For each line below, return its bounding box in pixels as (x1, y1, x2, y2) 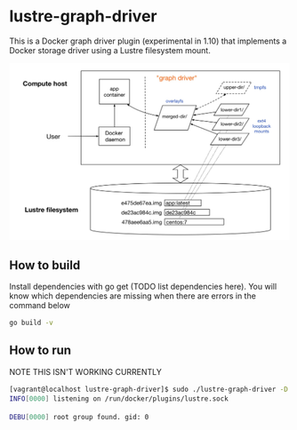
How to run (9, 343, 72, 358)
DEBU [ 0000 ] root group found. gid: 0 (9, 413, 149, 422)
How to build (9, 258, 81, 273)
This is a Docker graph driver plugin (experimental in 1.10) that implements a (9, 36, 287, 46)
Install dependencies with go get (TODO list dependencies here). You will (9, 282, 277, 292)
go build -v (9, 318, 53, 328)
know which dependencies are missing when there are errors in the (9, 291, 256, 301)
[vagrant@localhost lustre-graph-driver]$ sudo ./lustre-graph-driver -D (9, 385, 289, 394)
